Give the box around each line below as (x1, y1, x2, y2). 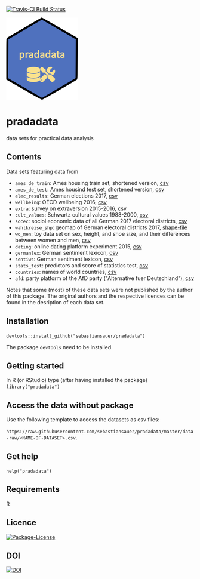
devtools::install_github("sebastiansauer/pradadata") (6, 333, 146, 339)
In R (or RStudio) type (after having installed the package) (6, 377, 148, 384)
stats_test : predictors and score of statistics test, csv (14, 261, 148, 269)
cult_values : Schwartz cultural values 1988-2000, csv (14, 211, 149, 218)
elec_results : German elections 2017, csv (14, 192, 118, 199)
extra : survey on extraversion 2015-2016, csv (14, 205, 127, 212)
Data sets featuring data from (6, 168, 79, 175)
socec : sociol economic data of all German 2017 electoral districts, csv (14, 217, 187, 224)
